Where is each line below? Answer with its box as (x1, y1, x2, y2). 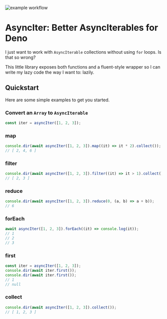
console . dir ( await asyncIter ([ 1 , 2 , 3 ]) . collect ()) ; (5, 305, 117, 310)
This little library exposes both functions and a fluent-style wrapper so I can (5, 64, 161, 70)
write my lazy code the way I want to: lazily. (5, 69, 94, 75)
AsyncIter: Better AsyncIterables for (5, 22, 158, 33)
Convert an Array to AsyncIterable (5, 109, 88, 116)
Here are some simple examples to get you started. (5, 97, 110, 103)
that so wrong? (5, 54, 36, 60)
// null (5, 282, 21, 287)
